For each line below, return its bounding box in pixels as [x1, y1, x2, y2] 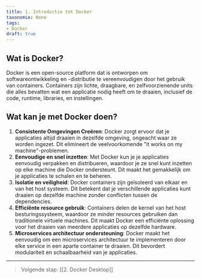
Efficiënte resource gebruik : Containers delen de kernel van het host [14, 204, 187, 211]
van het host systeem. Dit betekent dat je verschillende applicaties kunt [14, 185, 191, 192]
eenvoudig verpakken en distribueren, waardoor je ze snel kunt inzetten [14, 159, 193, 166]
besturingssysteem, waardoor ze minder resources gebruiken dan [14, 210, 178, 217]
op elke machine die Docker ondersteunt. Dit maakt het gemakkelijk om [14, 166, 191, 173]
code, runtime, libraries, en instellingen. [6, 94, 103, 102]
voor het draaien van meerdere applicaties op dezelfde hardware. [14, 223, 176, 231]
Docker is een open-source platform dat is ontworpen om [6, 69, 148, 76]
